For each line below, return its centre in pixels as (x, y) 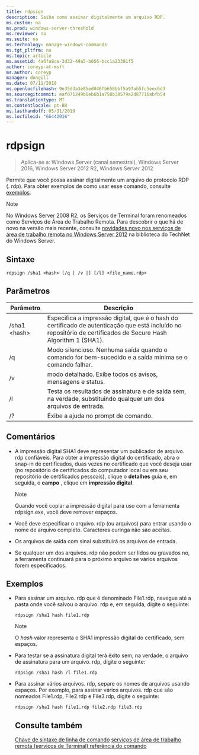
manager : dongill (28, 78)
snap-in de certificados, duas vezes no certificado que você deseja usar (103, 464)
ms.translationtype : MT (36, 100)
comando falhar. (70, 364)
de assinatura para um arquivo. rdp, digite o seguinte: (80, 662)
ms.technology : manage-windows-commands (57, 45)
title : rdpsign (25, 12)
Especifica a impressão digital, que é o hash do (113, 318)
